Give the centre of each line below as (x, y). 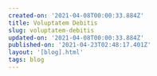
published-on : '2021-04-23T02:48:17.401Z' (80, 45)
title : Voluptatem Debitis (53, 23)
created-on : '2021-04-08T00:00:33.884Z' (77, 15)
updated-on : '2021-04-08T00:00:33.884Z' (77, 38)
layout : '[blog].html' (46, 52)
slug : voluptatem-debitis (51, 30)
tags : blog (26, 60)
